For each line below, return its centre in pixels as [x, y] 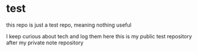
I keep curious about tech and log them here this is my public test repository [99, 36]
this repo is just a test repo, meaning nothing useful [69, 25]
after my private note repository [45, 43]
